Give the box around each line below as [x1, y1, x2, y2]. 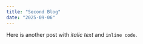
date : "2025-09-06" [6, 14, 56, 20]
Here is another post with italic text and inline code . [6, 31, 138, 38]
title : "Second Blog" [6, 8, 61, 15]
